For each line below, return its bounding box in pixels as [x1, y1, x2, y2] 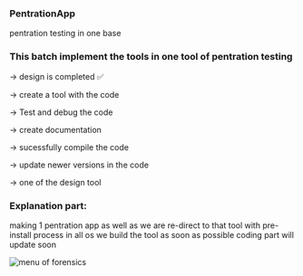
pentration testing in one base [9, 28, 122, 39]
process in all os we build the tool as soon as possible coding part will [33, 229, 295, 240]
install [9, 229, 32, 240]
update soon [9, 239, 57, 250]
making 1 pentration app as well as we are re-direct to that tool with [9, 220, 261, 231]
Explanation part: [9, 199, 88, 212]
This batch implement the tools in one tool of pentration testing [9, 51, 293, 63]
